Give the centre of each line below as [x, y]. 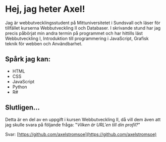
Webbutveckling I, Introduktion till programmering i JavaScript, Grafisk [77, 38]
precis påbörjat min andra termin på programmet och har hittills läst [74, 33]
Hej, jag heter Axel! [45, 9]
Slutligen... [23, 108]
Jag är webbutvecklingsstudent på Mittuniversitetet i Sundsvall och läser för [83, 23]
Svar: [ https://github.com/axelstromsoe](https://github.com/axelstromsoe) [81, 134]
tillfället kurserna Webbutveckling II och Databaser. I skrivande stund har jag [83, 28]
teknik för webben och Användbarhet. [44, 43]
